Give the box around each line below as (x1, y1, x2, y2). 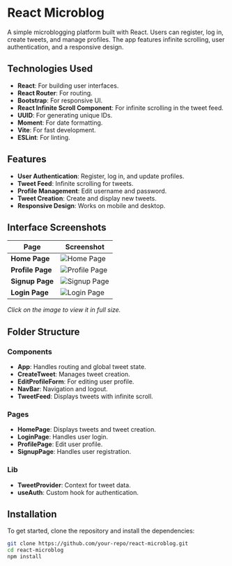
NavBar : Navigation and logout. (17, 385, 108, 393)
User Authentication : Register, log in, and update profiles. (17, 172, 185, 180)
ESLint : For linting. (17, 133, 71, 141)
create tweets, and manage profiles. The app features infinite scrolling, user (7, 35, 225, 43)
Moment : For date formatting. (17, 118, 103, 127)
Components (7, 347, 52, 356)
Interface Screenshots (7, 221, 107, 233)
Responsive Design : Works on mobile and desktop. (17, 201, 166, 210)
